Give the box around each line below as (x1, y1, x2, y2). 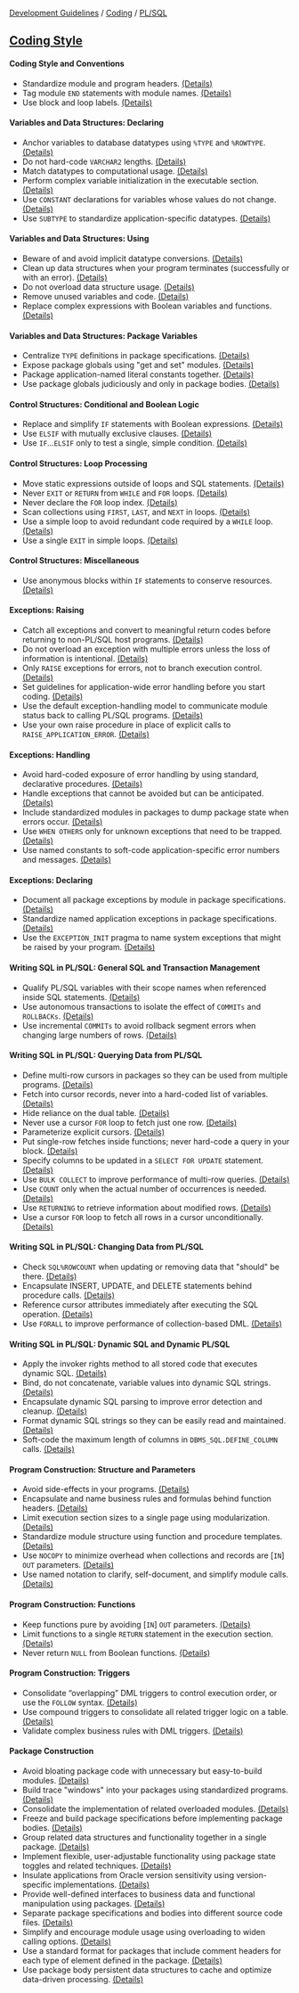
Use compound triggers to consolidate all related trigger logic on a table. (21, 1706, 289, 1717)
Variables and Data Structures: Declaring (9, 118, 165, 128)
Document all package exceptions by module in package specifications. (21, 895, 287, 906)
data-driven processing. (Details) (21, 1974, 144, 1985)
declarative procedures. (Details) (21, 779, 143, 790)
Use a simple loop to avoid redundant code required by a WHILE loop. (21, 516, 273, 527)
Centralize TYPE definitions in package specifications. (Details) (21, 350, 250, 361)
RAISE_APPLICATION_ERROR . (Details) (21, 729, 149, 740)
